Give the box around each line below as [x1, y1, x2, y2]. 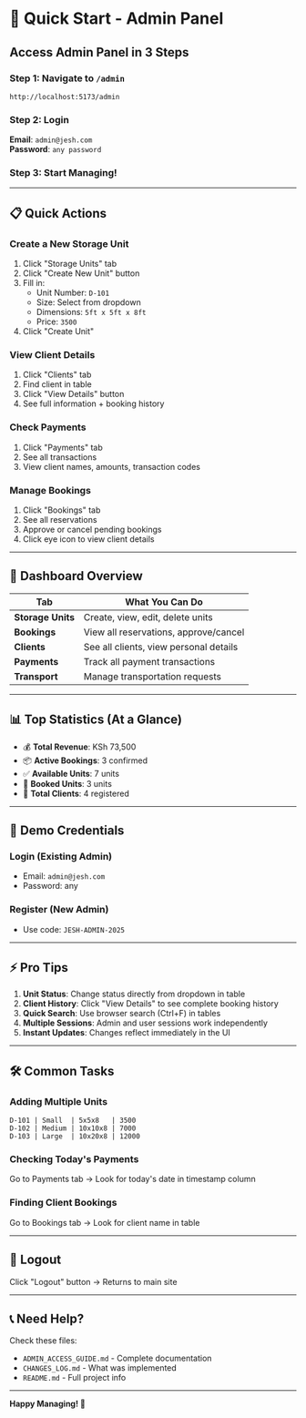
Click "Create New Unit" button [22, 268, 140, 279]
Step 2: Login [9, 113, 70, 126]
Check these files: [9, 1335, 77, 1346]
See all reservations [22, 515, 97, 525]
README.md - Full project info [22, 1372, 127, 1383]
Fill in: [22, 278, 46, 289]
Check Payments [9, 421, 87, 434]
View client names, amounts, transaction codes [22, 461, 200, 472]
